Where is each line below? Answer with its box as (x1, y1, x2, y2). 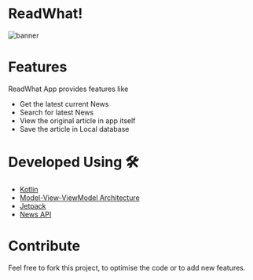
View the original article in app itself (19, 115, 136, 125)
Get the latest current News (19, 99, 109, 108)
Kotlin (19, 184, 38, 194)
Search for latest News (19, 107, 94, 117)
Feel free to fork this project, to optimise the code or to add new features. (8, 263, 246, 272)
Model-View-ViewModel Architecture (19, 193, 140, 202)
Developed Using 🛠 (8, 154, 139, 171)
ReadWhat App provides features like (8, 84, 129, 93)
